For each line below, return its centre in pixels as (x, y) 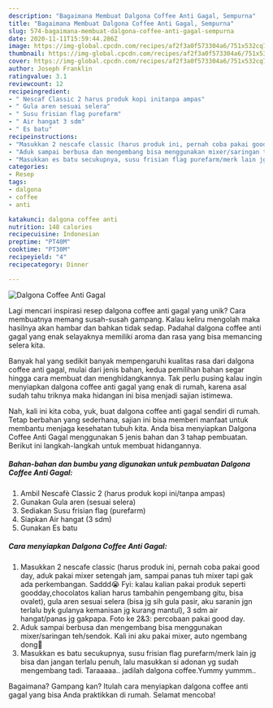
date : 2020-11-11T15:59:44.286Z (63, 39)
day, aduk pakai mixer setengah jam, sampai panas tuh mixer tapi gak (136, 575)
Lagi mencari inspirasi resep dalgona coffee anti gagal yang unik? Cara (127, 310)
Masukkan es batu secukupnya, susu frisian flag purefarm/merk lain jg (138, 653)
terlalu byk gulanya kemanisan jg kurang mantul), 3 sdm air (119, 610)
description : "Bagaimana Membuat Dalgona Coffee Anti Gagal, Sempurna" (132, 16)
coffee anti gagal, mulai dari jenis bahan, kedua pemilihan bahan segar (127, 369)
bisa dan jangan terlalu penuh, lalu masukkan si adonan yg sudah (129, 662)
